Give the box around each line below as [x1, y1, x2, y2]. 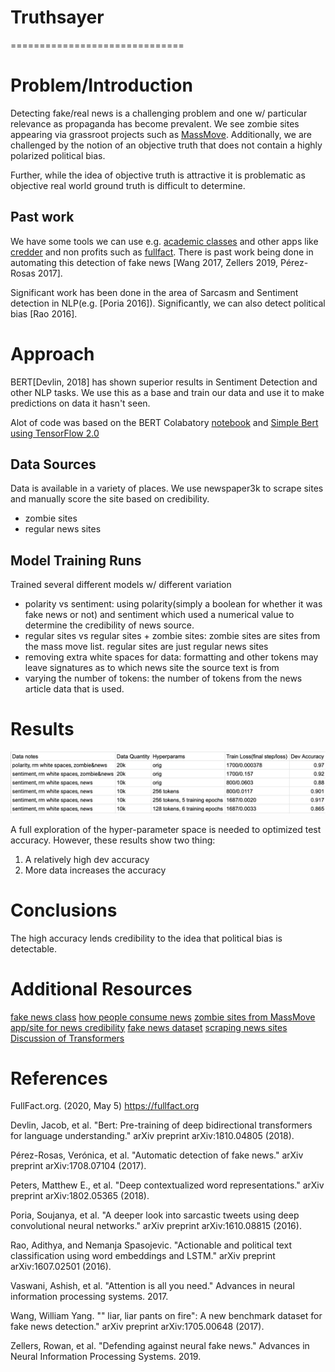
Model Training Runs [10, 552, 142, 569]
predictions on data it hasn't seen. [10, 397, 151, 409]
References [10, 1067, 108, 1090]
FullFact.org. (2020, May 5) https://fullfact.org [10, 1100, 200, 1112]
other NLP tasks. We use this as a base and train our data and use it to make [10, 386, 325, 398]
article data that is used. [24, 683, 125, 695]
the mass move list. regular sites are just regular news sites [24, 641, 269, 653]
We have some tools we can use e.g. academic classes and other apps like [10, 235, 319, 247]
